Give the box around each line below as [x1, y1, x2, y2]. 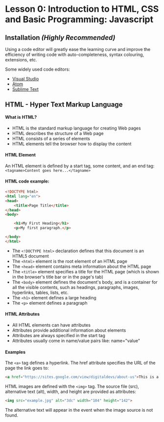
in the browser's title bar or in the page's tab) [12, 274, 104, 280]
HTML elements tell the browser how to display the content [12, 141, 132, 147]
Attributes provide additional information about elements [12, 327, 126, 333]
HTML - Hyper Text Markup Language [5, 101, 123, 109]
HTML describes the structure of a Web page [12, 130, 104, 136]
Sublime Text [12, 86, 39, 92]
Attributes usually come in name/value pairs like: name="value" [12, 338, 141, 343]
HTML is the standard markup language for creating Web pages [12, 125, 141, 131]
